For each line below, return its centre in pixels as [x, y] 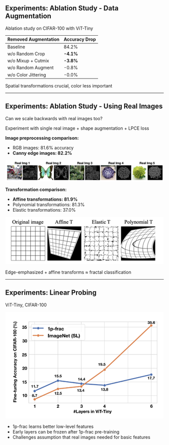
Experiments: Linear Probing [51, 293]
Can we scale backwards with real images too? [54, 118]
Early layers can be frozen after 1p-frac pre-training [66, 432]
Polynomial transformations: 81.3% [49, 205]
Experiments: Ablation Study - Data [62, 8]
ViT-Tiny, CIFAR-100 [26, 305]
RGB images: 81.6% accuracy [43, 147]
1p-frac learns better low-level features [53, 426]
